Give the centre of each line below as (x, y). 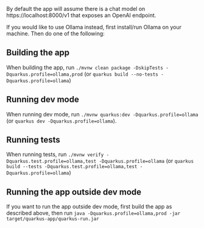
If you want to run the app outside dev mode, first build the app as (89, 207)
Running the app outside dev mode (74, 192)
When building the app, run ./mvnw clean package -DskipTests (85, 67)
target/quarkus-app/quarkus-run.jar (53, 219)
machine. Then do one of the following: (55, 34)
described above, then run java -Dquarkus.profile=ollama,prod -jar (93, 213)
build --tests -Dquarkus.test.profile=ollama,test (72, 167)
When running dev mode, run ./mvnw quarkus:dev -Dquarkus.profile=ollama (102, 114)
